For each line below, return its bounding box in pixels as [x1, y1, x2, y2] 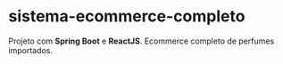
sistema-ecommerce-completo [8, 6, 246, 27]
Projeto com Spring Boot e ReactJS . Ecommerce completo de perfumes [8, 36, 275, 46]
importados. [8, 44, 54, 55]
